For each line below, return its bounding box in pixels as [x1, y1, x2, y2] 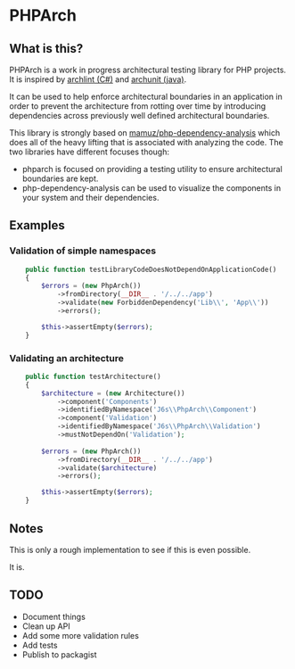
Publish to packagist [21, 648, 97, 660]
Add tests [21, 640, 58, 650]
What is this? [9, 41, 84, 56]
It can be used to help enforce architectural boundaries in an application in [9, 91, 283, 102]
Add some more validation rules [21, 630, 140, 640]
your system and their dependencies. [21, 193, 160, 202]
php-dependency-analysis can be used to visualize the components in [21, 183, 282, 193]
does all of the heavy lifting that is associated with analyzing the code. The [9, 137, 283, 147]
